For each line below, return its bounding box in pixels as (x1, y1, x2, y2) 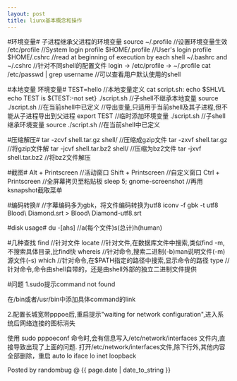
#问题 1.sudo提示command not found (7, 280, 116, 288)
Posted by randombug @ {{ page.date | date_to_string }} (7, 365, 171, 374)
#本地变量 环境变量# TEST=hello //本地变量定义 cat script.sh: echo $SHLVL (7, 85, 226, 93)
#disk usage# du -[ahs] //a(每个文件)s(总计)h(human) (7, 223, 163, 232)
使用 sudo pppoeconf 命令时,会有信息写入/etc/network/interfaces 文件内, (7, 334, 220, 342)
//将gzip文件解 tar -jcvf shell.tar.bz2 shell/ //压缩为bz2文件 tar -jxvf (7, 144, 202, 153)
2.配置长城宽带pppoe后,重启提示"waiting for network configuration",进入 (7, 310, 218, 318)
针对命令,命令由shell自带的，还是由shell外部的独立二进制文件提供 (7, 264, 197, 273)
